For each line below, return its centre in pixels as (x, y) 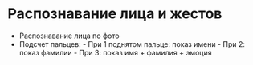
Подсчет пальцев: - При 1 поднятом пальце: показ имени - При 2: (132, 44)
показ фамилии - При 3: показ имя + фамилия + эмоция (115, 52)
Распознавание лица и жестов (115, 14)
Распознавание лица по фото (69, 36)
